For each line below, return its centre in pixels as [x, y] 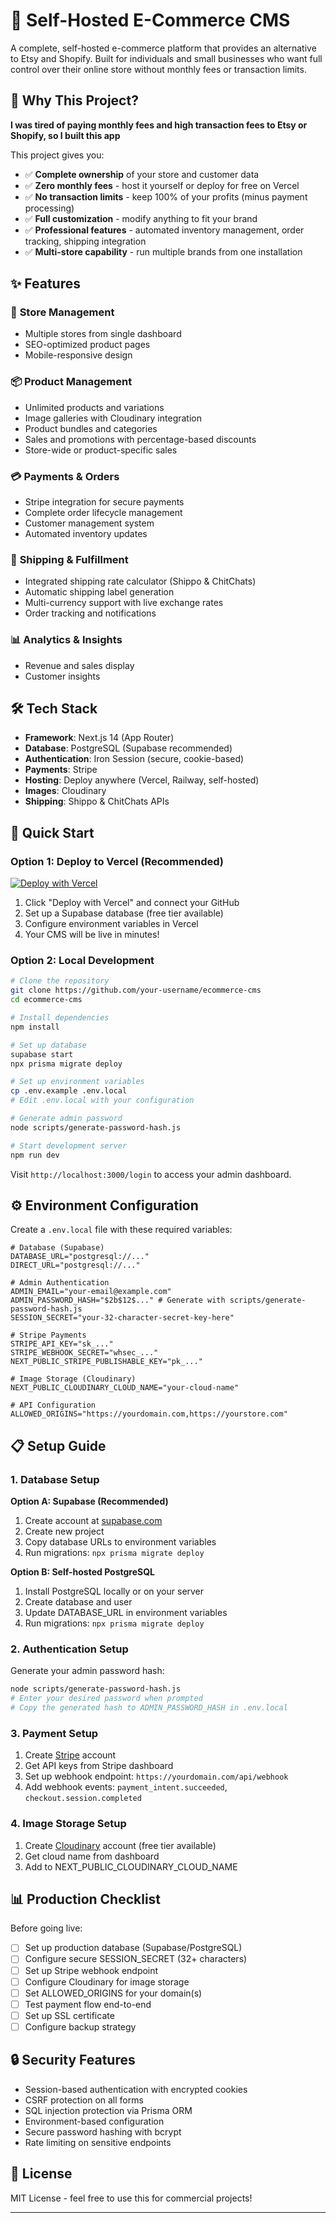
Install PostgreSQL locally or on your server [114, 1591]
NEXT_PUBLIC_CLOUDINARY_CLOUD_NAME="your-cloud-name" [125, 1388]
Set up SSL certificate [69, 2015]
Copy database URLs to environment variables [120, 1542]
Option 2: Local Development [82, 961]
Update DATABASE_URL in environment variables [126, 1613]
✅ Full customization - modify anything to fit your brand [141, 218]
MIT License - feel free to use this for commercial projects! [131, 2198]
